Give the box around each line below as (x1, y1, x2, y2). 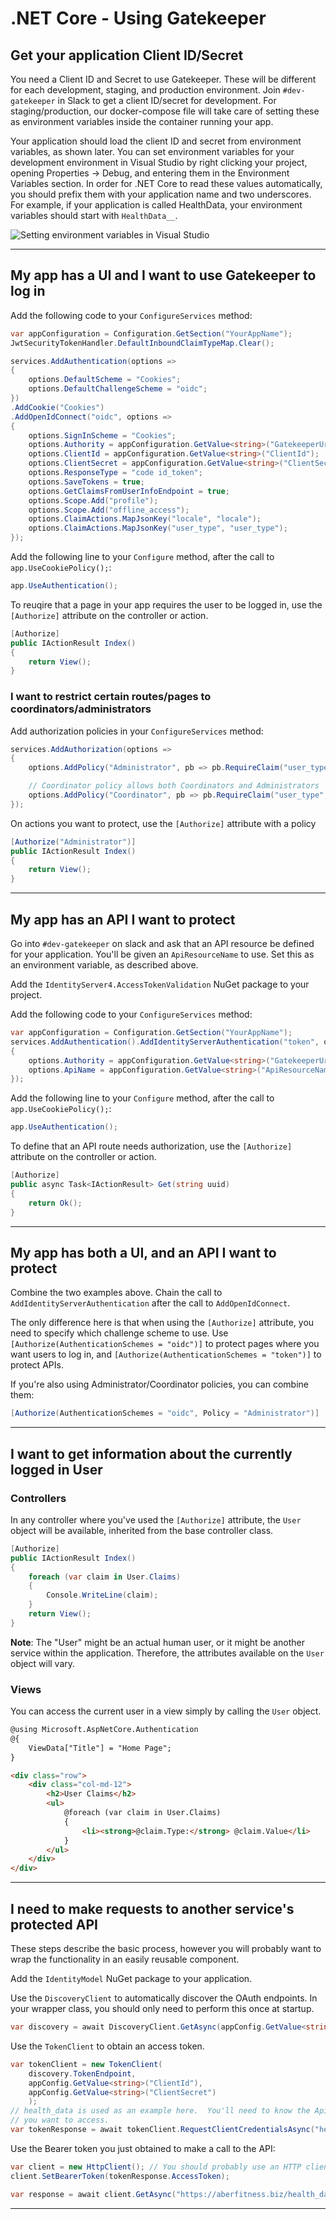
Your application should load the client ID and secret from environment (10, 135, 302, 147)
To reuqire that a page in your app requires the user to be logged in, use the (10, 598, 323, 611)
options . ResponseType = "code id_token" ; (28, 468, 203, 478)
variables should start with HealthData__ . (10, 210, 178, 221)
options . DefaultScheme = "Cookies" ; (28, 375, 182, 385)
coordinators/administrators (10, 702, 152, 716)
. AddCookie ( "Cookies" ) (10, 402, 105, 412)
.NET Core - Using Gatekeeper (10, 7, 267, 30)
